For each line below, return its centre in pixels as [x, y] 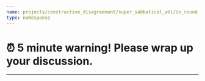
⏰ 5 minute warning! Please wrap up [100, 48]
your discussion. [50, 61]
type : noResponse [28, 18]
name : [13, 12]
